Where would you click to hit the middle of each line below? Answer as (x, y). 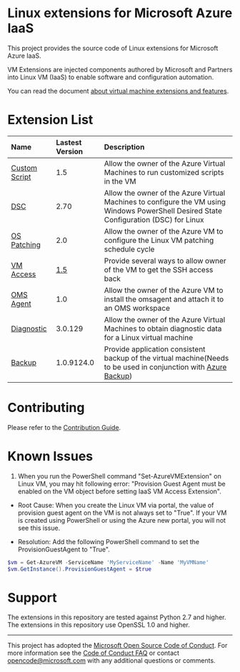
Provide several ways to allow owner (165, 261)
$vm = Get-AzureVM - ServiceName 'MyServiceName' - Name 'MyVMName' (108, 562)
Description (124, 146)
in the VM (120, 181)
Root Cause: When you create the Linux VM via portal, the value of (116, 505)
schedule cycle (129, 249)
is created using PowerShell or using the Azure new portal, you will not (122, 520)
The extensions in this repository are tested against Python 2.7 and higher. (117, 617)
